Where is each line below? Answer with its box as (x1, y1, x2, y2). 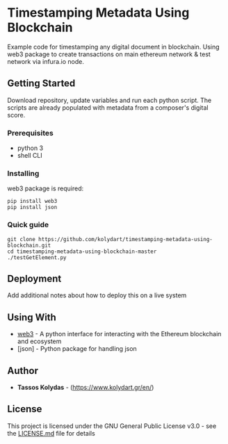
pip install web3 (7, 198, 58, 205)
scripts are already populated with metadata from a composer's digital (7, 103, 209, 112)
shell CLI (17, 151, 43, 160)
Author (7, 365, 38, 377)
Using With (7, 311, 57, 323)
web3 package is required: (7, 184, 84, 192)
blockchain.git (7, 242, 51, 249)
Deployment (7, 273, 62, 285)
